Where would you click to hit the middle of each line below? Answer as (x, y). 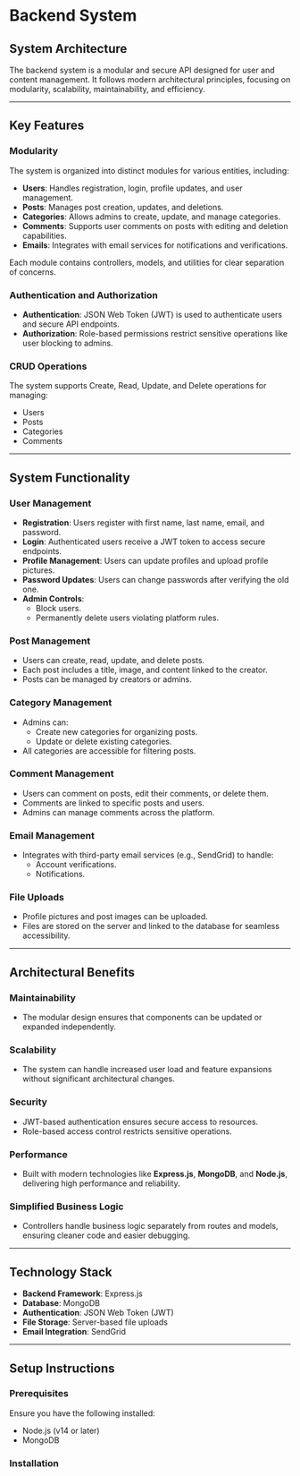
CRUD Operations (48, 366)
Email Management (52, 835)
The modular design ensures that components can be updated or (142, 1018)
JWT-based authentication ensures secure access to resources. (140, 1122)
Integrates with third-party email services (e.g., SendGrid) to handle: (148, 855)
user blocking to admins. (67, 343)
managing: (29, 396)
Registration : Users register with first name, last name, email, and (143, 522)
